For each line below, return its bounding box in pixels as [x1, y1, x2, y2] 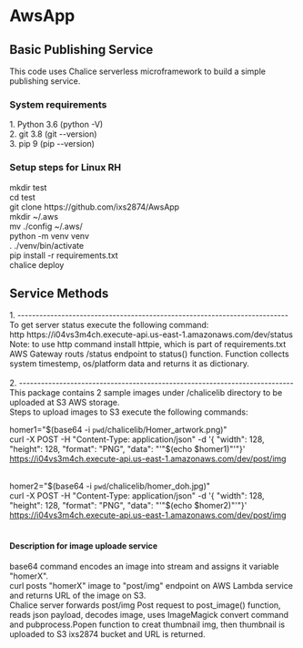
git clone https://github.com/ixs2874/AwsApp [9, 201, 180, 212]
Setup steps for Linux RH [9, 161, 122, 174]
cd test [9, 191, 36, 202]
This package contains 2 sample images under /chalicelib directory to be [9, 387, 283, 398]
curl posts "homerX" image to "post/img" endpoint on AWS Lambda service [9, 580, 294, 591]
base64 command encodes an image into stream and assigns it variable [9, 561, 279, 571]
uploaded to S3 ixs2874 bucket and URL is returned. [9, 628, 207, 639]
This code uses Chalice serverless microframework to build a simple [9, 66, 267, 77]
